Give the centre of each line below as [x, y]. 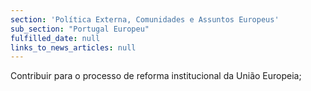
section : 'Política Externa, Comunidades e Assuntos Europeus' [145, 19]
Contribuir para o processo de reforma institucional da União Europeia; [156, 76]
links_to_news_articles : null [73, 47]
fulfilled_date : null [55, 38]
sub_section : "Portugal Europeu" [80, 29]
